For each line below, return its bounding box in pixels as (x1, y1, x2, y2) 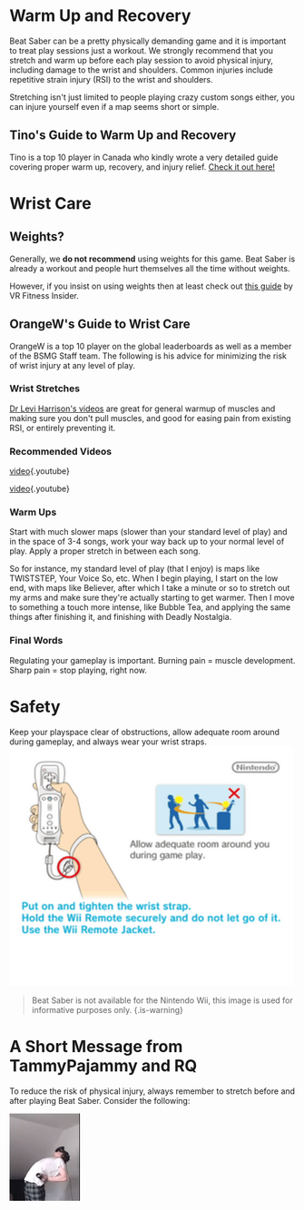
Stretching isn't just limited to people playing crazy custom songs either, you (9, 92, 295, 103)
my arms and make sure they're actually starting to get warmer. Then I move (9, 592, 295, 604)
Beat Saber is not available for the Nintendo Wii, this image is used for (31, 995, 293, 1006)
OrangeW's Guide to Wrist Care (9, 317, 191, 332)
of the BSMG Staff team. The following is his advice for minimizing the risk (9, 350, 288, 361)
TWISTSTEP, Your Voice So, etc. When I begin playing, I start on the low (9, 573, 279, 584)
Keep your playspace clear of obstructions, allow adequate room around (9, 726, 279, 737)
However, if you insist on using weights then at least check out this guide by (9, 280, 293, 291)
